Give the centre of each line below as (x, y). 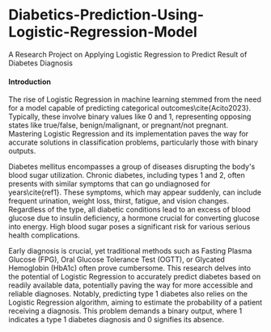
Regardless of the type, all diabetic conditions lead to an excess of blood (129, 210)
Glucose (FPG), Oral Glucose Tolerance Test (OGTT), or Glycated (116, 259)
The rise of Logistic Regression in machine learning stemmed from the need (135, 99)
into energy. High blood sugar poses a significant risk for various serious (129, 227)
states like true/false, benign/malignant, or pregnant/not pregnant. (119, 125)
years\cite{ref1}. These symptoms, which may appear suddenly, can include (135, 192)
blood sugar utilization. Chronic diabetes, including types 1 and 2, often (127, 175)
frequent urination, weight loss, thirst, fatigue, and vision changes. (119, 201)
